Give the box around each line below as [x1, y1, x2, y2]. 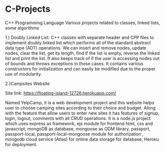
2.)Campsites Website [5, 80, 50, 87]
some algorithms [5, 25, 39, 30]
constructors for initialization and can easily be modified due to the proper [5, 65, 156, 72]
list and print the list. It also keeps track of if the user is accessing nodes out [5, 55, 160, 61]
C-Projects [5, 3, 51, 15]
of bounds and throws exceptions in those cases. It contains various [5, 61, 144, 66]
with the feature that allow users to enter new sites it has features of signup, [5, 110, 160, 116]
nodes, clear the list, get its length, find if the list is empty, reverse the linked [5, 50, 160, 56]
